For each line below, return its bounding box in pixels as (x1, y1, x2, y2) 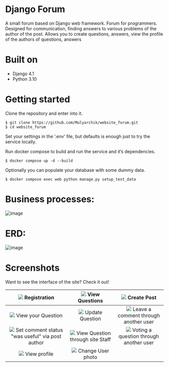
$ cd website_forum (5, 125, 46, 130)
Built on (5, 54, 38, 66)
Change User (77, 347, 110, 354)
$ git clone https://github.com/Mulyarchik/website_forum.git (5, 120, 138, 125)
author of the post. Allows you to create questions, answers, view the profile (5, 31, 163, 37)
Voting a (132, 326, 152, 333)
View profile (25, 350, 54, 357)
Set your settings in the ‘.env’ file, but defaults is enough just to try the (5, 133, 150, 139)
